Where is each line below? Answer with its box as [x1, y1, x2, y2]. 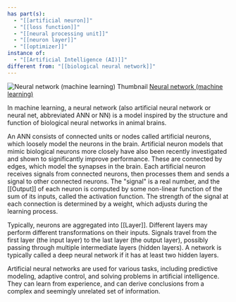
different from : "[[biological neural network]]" [7, 63, 156, 70]
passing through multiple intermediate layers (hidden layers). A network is [7, 243, 222, 251]
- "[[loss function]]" [13, 23, 80, 30]
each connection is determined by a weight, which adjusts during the [7, 199, 208, 208]
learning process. [7, 207, 58, 215]
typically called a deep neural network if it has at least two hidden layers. [7, 250, 219, 259]
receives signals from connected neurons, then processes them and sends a [7, 169, 230, 178]
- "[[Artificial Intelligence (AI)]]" [13, 56, 128, 64]
